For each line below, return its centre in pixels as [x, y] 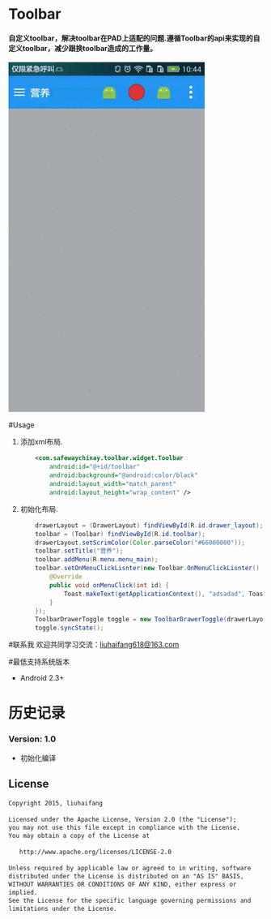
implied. [23, 893]
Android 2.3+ [42, 678]
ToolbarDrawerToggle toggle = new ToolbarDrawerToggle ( [131, 620]
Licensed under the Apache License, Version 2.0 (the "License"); [123, 820]
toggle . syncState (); [70, 628]
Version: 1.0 [32, 739]
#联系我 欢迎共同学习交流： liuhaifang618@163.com [94, 645]
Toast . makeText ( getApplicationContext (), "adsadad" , [154, 594]
